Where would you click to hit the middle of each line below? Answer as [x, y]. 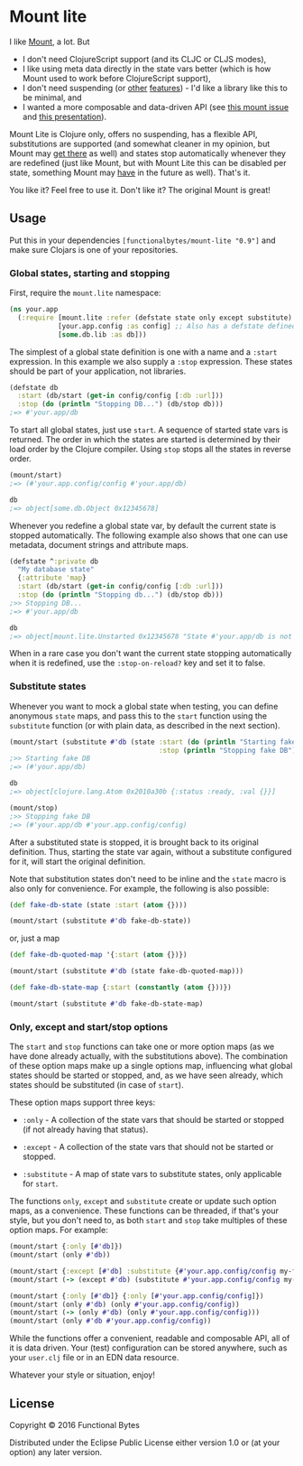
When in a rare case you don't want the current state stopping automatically [151, 654]
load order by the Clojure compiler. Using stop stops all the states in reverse [150, 450]
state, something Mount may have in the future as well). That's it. [130, 172]
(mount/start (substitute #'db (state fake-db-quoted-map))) [127, 971]
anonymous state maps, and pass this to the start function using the [138, 716]
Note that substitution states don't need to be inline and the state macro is [148, 878]
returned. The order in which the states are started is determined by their [145, 440]
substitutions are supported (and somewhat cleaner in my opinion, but [140, 144]
